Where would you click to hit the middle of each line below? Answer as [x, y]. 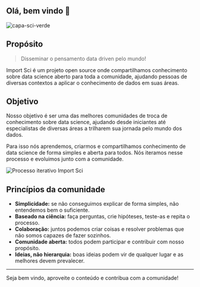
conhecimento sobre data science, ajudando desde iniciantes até [86, 122]
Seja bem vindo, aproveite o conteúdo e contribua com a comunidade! [92, 278]
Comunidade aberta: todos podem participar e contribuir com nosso [99, 242]
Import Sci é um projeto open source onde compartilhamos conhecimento [97, 70]
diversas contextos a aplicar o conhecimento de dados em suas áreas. [93, 83]
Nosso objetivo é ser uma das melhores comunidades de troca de [87, 116]
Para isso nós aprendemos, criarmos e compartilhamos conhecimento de [96, 146]
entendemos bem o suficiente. [52, 210]
